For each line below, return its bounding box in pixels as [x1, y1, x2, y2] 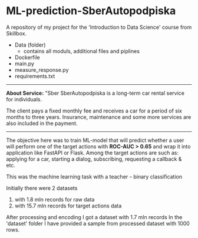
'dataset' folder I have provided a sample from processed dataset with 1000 [6, 220, 190, 227]
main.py [14, 60, 34, 67]
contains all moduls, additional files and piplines [23, 47, 140, 54]
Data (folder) [14, 41, 46, 48]
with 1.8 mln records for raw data [14, 196, 95, 203]
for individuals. [6, 95, 42, 103]
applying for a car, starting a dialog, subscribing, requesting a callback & [6, 155, 182, 163]
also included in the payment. [6, 120, 78, 127]
